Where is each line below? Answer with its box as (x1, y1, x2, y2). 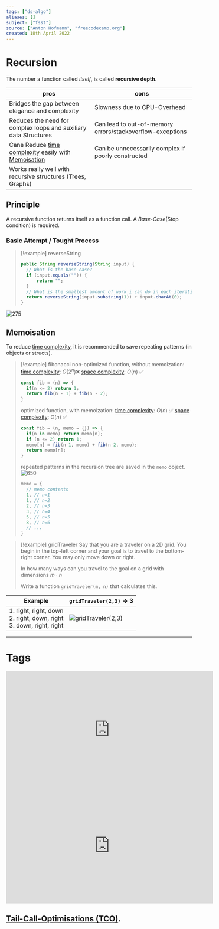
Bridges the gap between (9, 100, 79, 108)
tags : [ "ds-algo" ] (6, 8, 51, 15)
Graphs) (9, 180, 32, 188)
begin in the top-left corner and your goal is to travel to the (20, 547, 164, 554)
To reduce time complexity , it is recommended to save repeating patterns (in (6, 343, 192, 350)
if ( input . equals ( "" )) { (26, 272, 87, 278)
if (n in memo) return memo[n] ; (26, 431, 103, 437)
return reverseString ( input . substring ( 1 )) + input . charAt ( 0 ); (26, 294, 182, 300)
